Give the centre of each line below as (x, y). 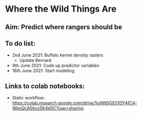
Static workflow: (28, 98)
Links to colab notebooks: (45, 86)
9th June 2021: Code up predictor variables (56, 66)
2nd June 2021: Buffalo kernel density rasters (58, 55)
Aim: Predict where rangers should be (64, 27)
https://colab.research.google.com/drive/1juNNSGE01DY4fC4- (75, 103)
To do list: (20, 43)
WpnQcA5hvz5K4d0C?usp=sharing (48, 108)
